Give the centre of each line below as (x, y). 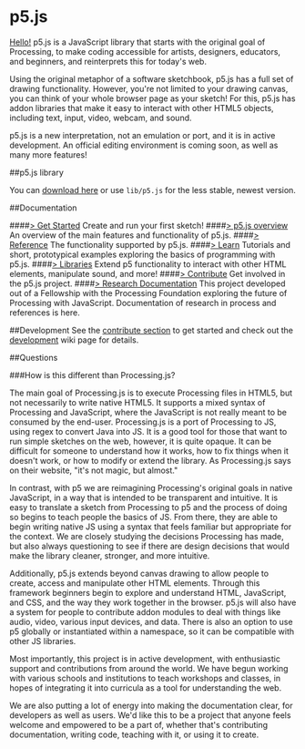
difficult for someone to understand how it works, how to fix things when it (149, 451)
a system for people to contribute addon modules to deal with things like (145, 611)
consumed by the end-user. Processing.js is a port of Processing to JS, (143, 422)
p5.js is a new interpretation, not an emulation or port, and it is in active (142, 135)
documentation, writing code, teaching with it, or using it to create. (134, 734)
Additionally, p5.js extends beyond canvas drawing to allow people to (139, 573)
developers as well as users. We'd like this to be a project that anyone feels (150, 715)
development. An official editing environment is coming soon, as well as (144, 145)
